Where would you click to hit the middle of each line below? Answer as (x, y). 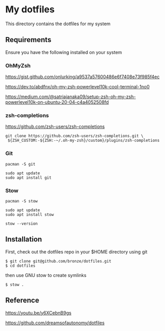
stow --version (22, 224)
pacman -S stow (22, 201)
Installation (24, 239)
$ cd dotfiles (21, 266)
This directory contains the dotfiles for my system (58, 24)
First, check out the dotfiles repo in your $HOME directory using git (76, 252)
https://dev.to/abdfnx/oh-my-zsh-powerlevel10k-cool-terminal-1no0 (78, 87)
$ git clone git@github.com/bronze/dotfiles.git (58, 261)
